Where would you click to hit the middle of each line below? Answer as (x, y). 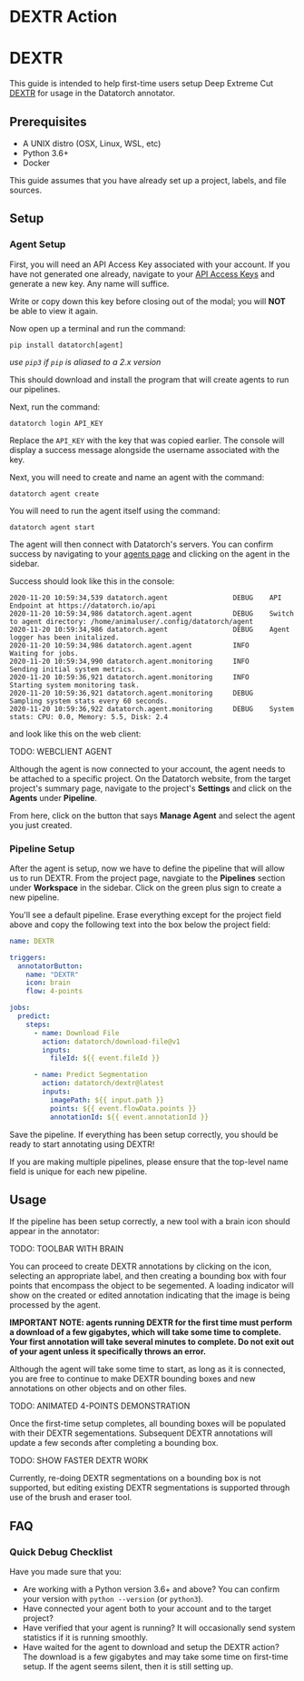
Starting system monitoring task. (75, 685)
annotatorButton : (50, 966)
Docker (36, 163)
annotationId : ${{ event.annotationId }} (129, 1117)
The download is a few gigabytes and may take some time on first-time (155, 1657)
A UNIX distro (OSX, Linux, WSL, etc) (92, 143)
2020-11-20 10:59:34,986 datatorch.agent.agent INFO (129, 645)
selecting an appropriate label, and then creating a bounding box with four (148, 1276)
